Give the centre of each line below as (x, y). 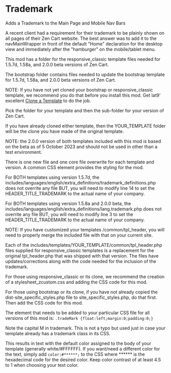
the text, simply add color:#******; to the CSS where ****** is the (75, 354)
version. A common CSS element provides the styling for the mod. (75, 167)
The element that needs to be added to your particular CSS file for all (78, 313)
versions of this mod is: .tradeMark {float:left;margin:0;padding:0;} (79, 318)
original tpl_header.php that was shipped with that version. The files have (82, 255)
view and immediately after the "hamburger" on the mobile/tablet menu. (81, 49)
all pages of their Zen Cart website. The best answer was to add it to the (81, 38)
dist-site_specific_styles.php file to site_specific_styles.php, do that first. (81, 297)
